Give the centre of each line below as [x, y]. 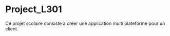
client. [12, 28]
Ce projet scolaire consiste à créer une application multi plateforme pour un [85, 23]
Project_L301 [34, 9]
